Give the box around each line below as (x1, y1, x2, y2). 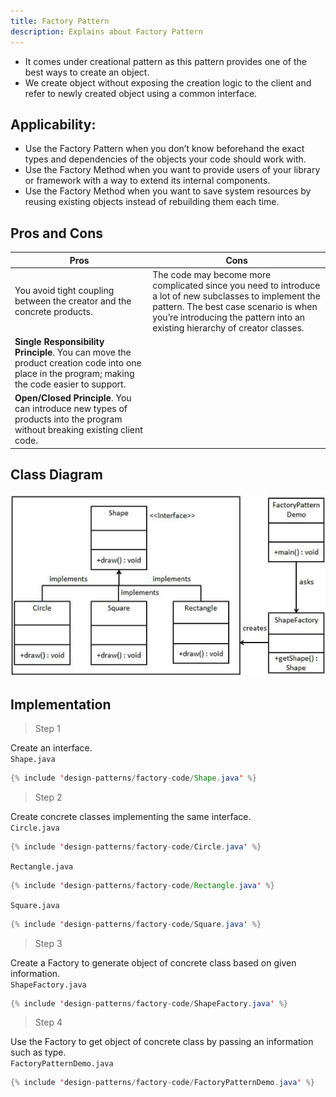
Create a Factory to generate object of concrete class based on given (10, 956, 297, 969)
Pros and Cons (10, 225, 103, 242)
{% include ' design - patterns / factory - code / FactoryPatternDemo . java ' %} (10, 1078, 315, 1088)
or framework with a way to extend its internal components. (24, 175, 271, 187)
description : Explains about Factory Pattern (10, 26, 203, 37)
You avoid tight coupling (14, 285, 115, 297)
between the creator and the (14, 295, 132, 307)
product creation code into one (14, 357, 142, 369)
